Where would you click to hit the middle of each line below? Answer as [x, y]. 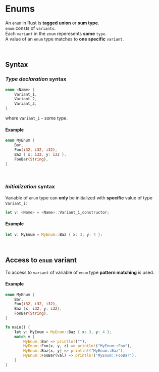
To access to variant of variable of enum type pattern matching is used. [80, 272]
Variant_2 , [26, 99]
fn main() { [18, 327]
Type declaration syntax [36, 79]
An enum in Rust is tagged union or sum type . [52, 23]
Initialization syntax [30, 187]
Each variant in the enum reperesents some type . [56, 33]
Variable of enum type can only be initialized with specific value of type [79, 197]
